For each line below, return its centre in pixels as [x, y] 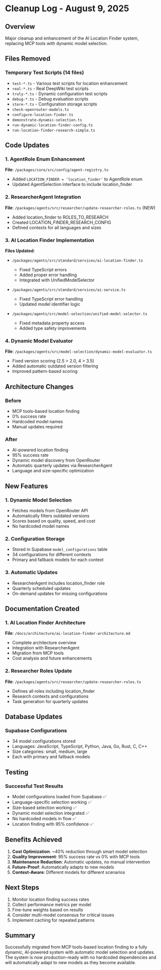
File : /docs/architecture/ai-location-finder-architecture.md [68, 633]
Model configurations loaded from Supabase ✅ [59, 796]
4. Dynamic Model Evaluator [39, 341]
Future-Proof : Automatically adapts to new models [63, 867]
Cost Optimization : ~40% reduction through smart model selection [80, 851]
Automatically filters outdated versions [51, 516]
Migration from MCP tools [38, 653]
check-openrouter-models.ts [40, 110]
